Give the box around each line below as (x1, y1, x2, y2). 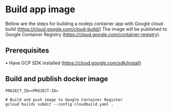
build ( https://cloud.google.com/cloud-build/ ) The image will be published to (5, 26, 167, 32)
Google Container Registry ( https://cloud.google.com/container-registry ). (5, 31, 161, 37)
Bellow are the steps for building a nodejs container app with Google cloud (5, 20, 163, 27)
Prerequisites (5, 46, 49, 55)
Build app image (5, 4, 75, 15)
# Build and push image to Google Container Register (5, 97, 123, 102)
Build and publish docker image (5, 75, 108, 83)
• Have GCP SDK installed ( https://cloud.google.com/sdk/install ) (5, 60, 142, 66)
